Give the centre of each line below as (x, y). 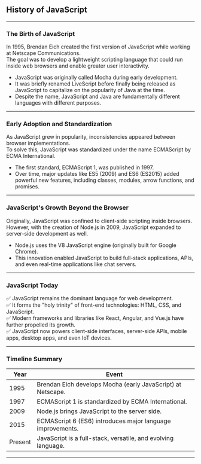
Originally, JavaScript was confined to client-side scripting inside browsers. (99, 221)
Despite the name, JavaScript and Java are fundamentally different (98, 97)
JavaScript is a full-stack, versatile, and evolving (105, 438)
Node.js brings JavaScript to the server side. (99, 411)
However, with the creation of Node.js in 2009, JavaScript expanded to (94, 227)
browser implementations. (38, 144)
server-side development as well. (47, 233)
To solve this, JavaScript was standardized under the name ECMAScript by (99, 149)
